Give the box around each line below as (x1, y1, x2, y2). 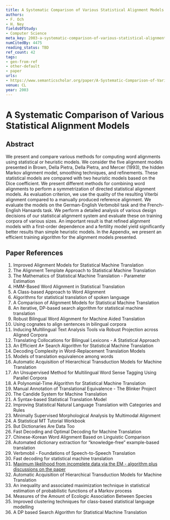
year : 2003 (6, 87, 29, 93)
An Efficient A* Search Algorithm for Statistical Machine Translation (13, 342, 154, 349)
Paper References (6, 248, 64, 257)
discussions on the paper (13, 466, 66, 472)
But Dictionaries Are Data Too (13, 423, 75, 429)
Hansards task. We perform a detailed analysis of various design (22, 207, 156, 213)
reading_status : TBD (6, 45, 49, 50)
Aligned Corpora (13, 332, 47, 338)
